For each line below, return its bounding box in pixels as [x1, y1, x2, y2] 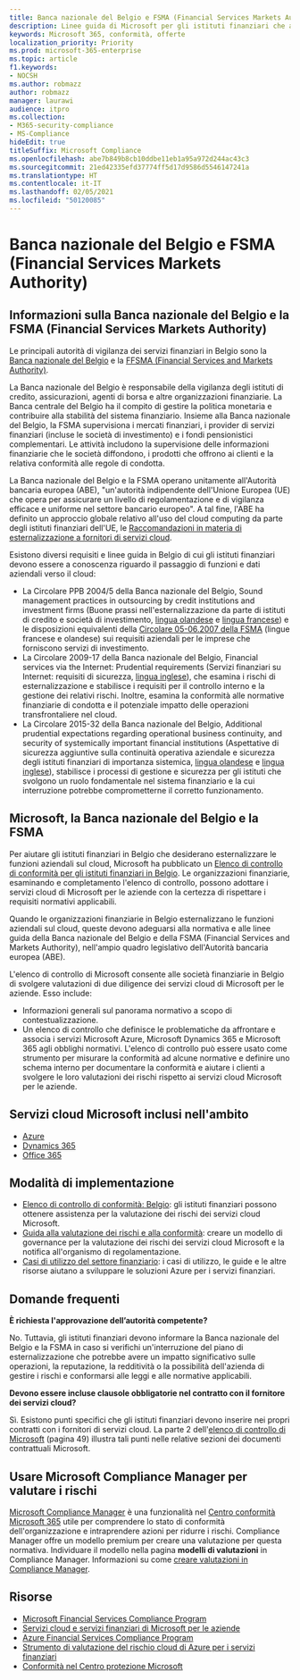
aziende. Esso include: [9, 987, 92, 998]
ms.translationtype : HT [9, 171, 98, 180]
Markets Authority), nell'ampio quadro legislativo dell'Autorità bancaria [9, 942, 269, 953]
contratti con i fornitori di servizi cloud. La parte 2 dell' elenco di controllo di [9, 1424, 286, 1435]
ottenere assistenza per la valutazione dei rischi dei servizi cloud [21, 1208, 261, 1220]
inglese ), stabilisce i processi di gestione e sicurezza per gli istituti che [21, 766, 282, 777]
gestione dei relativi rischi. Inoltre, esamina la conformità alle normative [21, 690, 285, 701]
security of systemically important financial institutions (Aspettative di [21, 737, 279, 748]
